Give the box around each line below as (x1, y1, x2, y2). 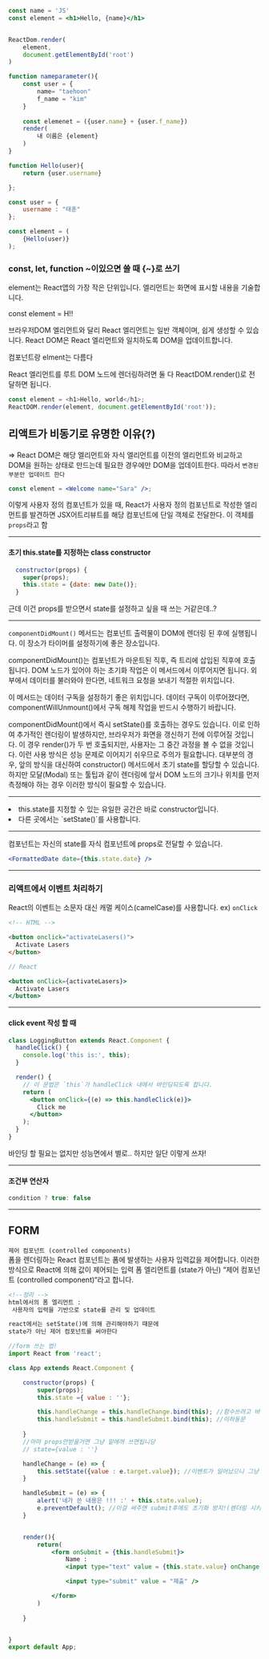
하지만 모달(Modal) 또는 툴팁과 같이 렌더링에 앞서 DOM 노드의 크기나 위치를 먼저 (8, 770, 260, 779)
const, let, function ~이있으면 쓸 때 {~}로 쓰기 (8, 262, 180, 274)
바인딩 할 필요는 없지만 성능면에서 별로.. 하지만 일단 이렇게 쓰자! (8, 1148, 207, 1158)
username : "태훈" (22, 205, 81, 213)
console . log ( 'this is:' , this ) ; (22, 1051, 130, 1059)
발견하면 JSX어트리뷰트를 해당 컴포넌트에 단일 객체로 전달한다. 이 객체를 (29, 510, 255, 520)
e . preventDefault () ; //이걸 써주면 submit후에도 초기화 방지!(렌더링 (37, 1504, 247, 1512)
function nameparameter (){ (8, 72, 98, 81)
